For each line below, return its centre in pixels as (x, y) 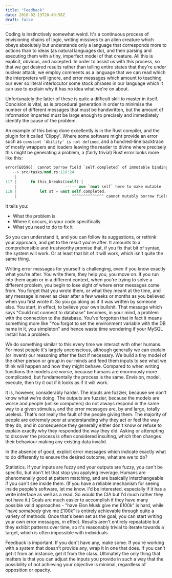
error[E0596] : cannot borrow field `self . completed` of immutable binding (87, 168)
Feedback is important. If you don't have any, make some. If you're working (85, 543)
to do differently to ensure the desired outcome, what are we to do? (76, 457)
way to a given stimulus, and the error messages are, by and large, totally (83, 409)
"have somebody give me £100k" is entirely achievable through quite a (80, 511)
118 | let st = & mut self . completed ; (56, 191)
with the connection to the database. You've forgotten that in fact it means (84, 318)
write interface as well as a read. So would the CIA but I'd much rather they (84, 494)
